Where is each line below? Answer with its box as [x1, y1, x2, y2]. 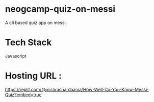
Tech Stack [5, 37, 52, 48]
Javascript [5, 53, 26, 59]
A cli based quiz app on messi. [5, 20, 67, 25]
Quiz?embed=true [5, 92, 42, 98]
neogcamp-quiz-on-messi [5, 3, 115, 15]
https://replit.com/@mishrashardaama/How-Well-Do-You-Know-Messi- [5, 86, 149, 92]
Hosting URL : [5, 70, 62, 81]
